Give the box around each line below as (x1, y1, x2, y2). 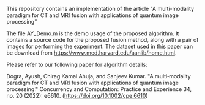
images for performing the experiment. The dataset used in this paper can (6, 42, 193, 50)
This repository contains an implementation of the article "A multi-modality (6, 5, 195, 12)
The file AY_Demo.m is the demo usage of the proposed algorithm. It (6, 30, 179, 37)
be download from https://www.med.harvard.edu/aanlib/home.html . (6, 49, 177, 56)
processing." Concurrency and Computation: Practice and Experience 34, (6, 86, 192, 93)
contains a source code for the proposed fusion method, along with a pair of (6, 36, 199, 43)
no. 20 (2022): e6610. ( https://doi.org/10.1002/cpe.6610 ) (6, 92, 148, 99)
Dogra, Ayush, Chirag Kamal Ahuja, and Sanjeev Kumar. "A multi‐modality (6, 73, 191, 80)
